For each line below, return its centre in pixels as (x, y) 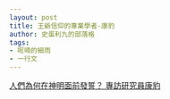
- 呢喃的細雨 (30, 51)
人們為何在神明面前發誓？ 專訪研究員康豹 (85, 85)
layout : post (34, 17)
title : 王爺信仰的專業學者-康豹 (62, 26)
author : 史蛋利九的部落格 (52, 34)
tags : (19, 42)
